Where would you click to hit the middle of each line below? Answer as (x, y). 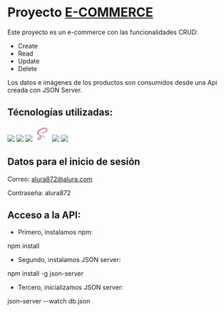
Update (29, 61)
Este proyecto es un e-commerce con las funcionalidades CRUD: (103, 32)
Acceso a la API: (44, 215)
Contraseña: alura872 (39, 192)
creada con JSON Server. (45, 90)
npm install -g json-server (46, 274)
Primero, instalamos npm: (55, 232)
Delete (27, 68)
